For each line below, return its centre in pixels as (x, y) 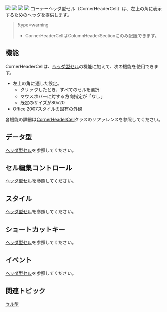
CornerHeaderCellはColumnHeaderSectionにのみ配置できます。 (92, 35)
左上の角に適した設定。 (37, 83)
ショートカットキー (35, 229)
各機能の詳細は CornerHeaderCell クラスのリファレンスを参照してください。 (84, 119)
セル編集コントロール (39, 168)
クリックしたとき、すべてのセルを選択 (60, 89)
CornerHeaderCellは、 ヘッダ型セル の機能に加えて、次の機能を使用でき (80, 66)
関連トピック (25, 291)
